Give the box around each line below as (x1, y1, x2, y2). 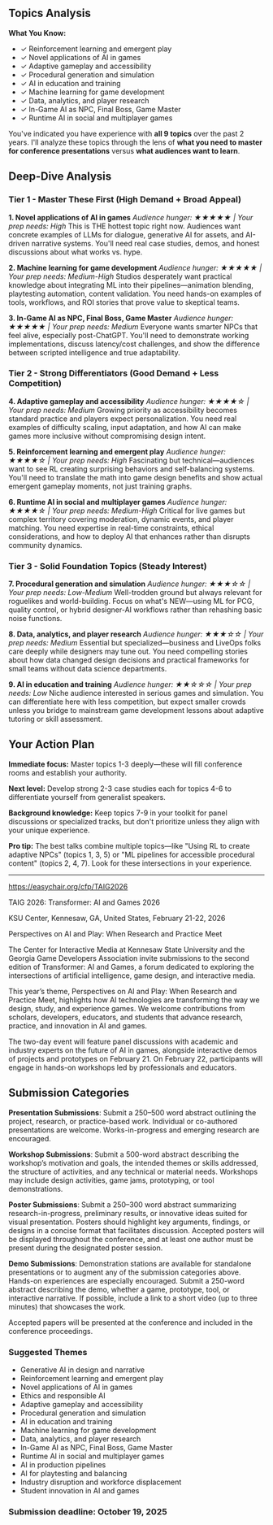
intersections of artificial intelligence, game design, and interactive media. (8, 971, 256, 980)
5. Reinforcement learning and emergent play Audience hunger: (8, 446, 226, 456)
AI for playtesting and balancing (19, 1469, 128, 1479)
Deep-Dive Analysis (8, 170, 112, 184)
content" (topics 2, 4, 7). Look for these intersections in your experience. (8, 858, 252, 868)
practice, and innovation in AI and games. (8, 1020, 148, 1031)
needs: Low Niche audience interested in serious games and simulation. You (8, 689, 264, 698)
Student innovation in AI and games (19, 1486, 140, 1496)
